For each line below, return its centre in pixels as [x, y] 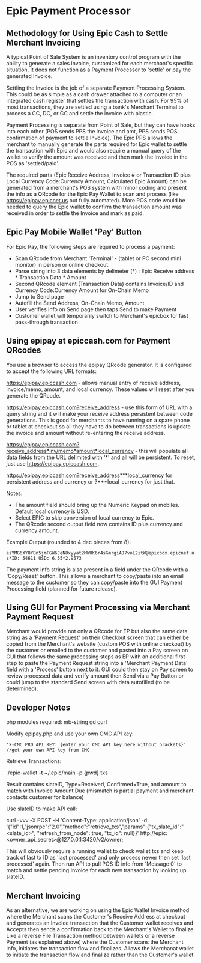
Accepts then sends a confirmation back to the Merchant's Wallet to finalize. [101, 929]
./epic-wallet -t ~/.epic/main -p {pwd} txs [57, 773]
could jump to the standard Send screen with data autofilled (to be [88, 682]
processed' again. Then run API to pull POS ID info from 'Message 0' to [94, 864]
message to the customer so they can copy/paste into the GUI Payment [94, 582]
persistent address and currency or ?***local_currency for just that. [91, 481]
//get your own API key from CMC [48, 750]
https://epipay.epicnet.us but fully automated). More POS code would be [96, 200]
